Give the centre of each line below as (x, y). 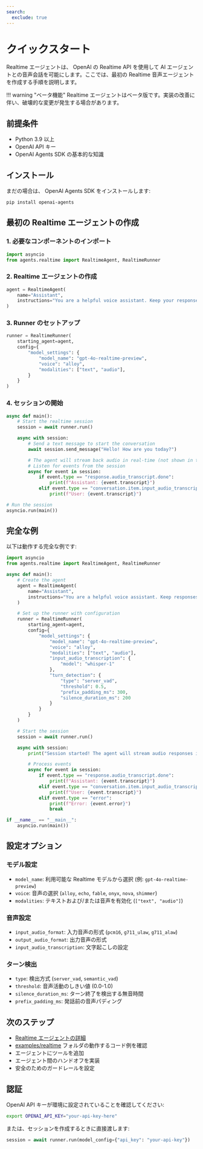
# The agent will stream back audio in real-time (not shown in (111, 460)
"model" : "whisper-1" (87, 664)
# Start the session (43, 731)
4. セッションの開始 (35, 403)
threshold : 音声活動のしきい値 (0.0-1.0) (64, 986)
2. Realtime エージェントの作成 (52, 277)
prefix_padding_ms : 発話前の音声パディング (69, 1002)
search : (16, 12)
